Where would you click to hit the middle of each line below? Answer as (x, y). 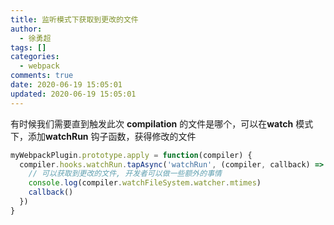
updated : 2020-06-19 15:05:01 (73, 94)
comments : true (42, 76)
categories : (35, 57)
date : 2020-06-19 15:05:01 (66, 85)
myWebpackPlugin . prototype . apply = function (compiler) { (131, 155)
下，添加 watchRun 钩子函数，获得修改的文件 (103, 136)
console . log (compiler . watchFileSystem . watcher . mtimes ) (145, 183)
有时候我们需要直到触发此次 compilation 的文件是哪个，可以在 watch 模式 (162, 123)
